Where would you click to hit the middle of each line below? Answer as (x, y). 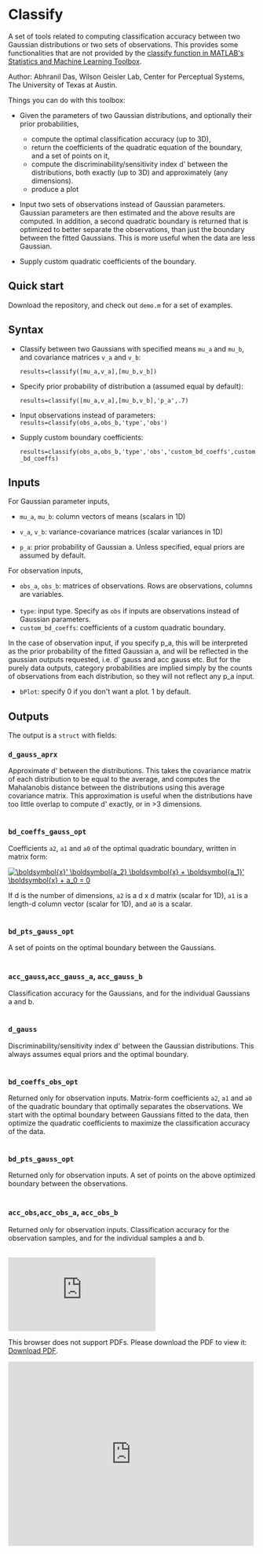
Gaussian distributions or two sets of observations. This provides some (123, 44)
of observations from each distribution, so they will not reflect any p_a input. (131, 676)
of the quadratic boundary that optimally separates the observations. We (126, 1106)
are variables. (42, 595)
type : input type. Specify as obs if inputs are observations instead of (129, 611)
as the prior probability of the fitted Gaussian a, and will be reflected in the (128, 651)
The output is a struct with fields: (63, 735)
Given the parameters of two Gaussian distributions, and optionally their (136, 115)
